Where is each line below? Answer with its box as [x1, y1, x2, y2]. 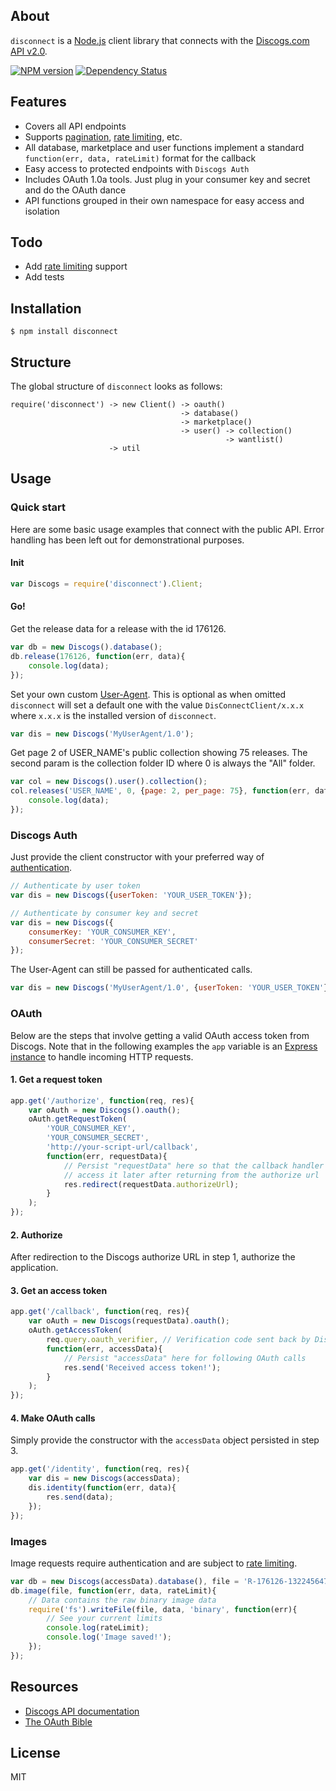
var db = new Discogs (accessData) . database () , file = [10, 1576, 240, 1586]
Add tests [24, 271, 65, 283]
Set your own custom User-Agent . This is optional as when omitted [10, 688, 287, 700]
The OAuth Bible [24, 1715, 93, 1728]
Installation [10, 300, 82, 317]
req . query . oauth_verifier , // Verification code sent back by [46, 1335, 311, 1345]
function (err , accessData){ [46, 1344, 163, 1354]
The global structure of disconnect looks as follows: [10, 380, 223, 393]
